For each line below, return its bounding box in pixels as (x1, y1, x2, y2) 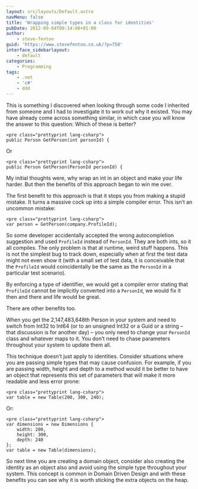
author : (6, 31, 25, 37)
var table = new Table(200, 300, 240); (6, 394, 105, 400)
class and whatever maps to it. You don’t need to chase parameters (6, 335, 170, 342)
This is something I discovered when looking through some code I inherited (6, 102, 190, 109)
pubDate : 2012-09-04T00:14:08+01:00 (6, 25, 96, 31)
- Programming (17, 63, 51, 70)
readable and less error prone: (6, 377, 80, 384)
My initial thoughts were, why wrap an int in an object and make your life (6, 174, 183, 181)
